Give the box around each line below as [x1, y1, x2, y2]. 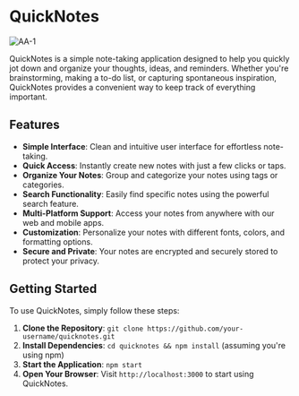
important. [9, 91, 47, 102]
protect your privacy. [21, 255, 100, 266]
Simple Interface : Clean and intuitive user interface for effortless [21, 141, 262, 151]
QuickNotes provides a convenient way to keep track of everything [9, 82, 256, 92]
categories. [21, 179, 64, 190]
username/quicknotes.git [21, 331, 115, 341]
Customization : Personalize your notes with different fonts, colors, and [21, 227, 285, 237]
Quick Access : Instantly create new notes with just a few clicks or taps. [21, 159, 286, 171]
